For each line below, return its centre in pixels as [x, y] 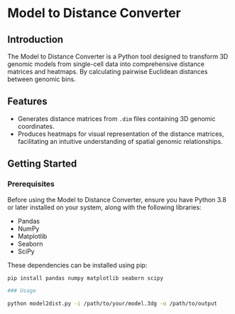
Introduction [35, 40]
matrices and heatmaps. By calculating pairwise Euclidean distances [108, 72]
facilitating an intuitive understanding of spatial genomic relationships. [120, 141]
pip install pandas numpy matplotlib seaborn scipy [85, 278]
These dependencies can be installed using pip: [77, 265]
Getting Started [42, 164]
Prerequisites [31, 184]
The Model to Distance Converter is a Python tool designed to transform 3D [118, 56]
